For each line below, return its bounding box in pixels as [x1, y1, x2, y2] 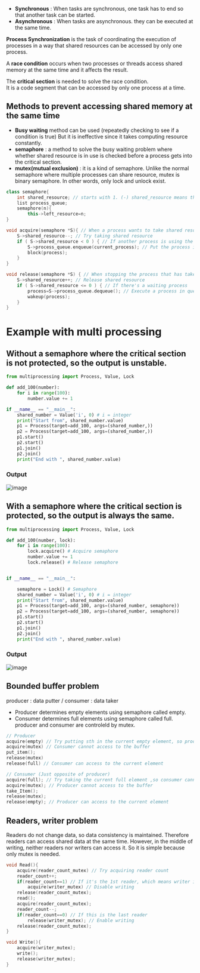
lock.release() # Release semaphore [27, 559, 118, 566]
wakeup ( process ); [27, 294, 70, 300]
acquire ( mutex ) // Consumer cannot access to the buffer [6, 744, 151, 750]
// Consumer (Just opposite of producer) [6, 771, 111, 777]
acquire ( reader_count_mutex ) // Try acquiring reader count [17, 867, 169, 873]
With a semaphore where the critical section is [6, 501, 182, 512]
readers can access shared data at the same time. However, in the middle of [6, 837, 193, 845]
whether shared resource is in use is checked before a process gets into [14, 152, 192, 159]
